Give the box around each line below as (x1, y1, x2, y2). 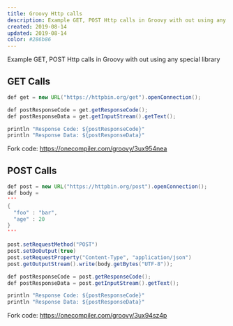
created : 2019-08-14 (7, 23, 68, 30)
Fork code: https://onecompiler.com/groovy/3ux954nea (7, 144, 167, 153)
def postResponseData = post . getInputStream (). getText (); (7, 279, 179, 286)
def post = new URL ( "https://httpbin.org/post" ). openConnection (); (7, 183, 208, 190)
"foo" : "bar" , (13, 209, 58, 216)
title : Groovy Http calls (7, 10, 82, 17)
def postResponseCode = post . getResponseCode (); (7, 273, 151, 280)
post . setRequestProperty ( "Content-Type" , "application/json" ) (7, 254, 192, 261)
